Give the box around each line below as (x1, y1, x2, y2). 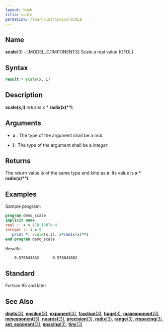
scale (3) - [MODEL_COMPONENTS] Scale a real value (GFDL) (5, 49, 134, 55)
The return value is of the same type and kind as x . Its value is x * (5, 170, 141, 176)
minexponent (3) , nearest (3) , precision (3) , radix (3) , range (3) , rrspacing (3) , (5, 316, 163, 322)
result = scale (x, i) (5, 77, 51, 82)
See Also (5, 297, 34, 306)
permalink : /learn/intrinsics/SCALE (5, 17, 82, 22)
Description (5, 91, 43, 99)
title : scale (5, 12, 33, 17)
